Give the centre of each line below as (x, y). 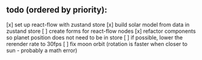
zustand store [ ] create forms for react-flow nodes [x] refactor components (101, 31)
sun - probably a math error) (42, 50)
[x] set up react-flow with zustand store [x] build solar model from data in (98, 24)
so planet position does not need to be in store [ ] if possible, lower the (95, 37)
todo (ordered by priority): (57, 10)
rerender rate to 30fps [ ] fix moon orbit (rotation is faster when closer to (97, 44)
